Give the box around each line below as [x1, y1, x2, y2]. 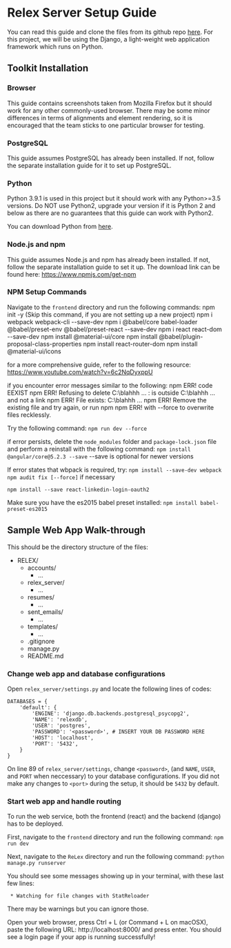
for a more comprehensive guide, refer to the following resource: [7, 360, 191, 369]
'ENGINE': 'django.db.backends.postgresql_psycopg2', [32, 710, 190, 717]
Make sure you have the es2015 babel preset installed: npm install [7, 498, 198, 506]
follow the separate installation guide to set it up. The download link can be [7, 263, 221, 271]
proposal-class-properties [7, 340, 82, 348]
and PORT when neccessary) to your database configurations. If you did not [7, 772, 220, 780]
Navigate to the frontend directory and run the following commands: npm [7, 303, 215, 311]
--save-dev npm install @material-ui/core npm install [7, 332, 158, 340]
